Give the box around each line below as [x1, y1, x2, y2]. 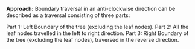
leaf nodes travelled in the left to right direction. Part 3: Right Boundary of [6, 30, 189, 37]
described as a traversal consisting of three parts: [6, 11, 130, 19]
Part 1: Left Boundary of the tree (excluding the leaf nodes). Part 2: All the [6, 24, 189, 30]
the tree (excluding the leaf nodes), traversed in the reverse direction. [6, 36, 179, 43]
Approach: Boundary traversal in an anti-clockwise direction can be [6, 5, 176, 12]
